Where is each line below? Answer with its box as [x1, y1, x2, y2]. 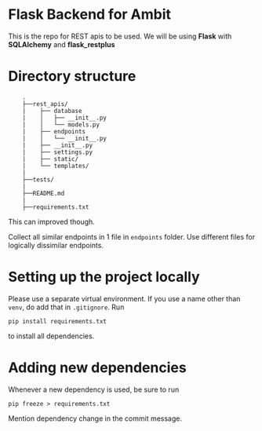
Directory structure [8, 68, 136, 86]
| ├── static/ [22, 155, 79, 163]
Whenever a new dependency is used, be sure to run [8, 385, 180, 394]
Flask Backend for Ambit [8, 5, 171, 24]
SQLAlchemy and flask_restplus [8, 39, 115, 49]
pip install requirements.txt [8, 317, 107, 325]
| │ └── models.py [22, 120, 100, 129]
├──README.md [22, 189, 65, 197]
